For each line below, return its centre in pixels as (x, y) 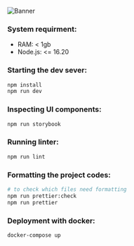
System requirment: (42, 29)
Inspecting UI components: (54, 109)
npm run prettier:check (42, 196)
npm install (25, 85)
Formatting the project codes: (59, 175)
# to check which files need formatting (67, 189)
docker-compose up (34, 235)
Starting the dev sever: (47, 70)
